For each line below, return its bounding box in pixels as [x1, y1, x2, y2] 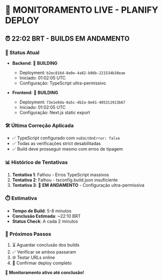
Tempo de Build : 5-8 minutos [12, 208, 72, 214]
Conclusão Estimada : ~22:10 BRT [12, 213, 81, 219]
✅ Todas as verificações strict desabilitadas [12, 141, 101, 147]
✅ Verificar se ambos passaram [12, 249, 76, 255]
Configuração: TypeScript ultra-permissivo [19, 80, 106, 86]
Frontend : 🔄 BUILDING [12, 89, 58, 95]
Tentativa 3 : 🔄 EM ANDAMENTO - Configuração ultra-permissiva [12, 182, 144, 188]
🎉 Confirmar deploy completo [12, 260, 72, 266]
